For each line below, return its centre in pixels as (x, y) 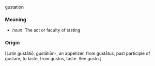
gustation (15, 7)
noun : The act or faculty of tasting (46, 30)
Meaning (16, 19)
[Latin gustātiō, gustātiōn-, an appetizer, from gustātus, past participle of (77, 53)
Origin (13, 43)
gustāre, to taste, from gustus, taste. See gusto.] (53, 58)
